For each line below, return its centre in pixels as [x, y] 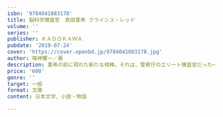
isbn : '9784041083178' [40, 13]
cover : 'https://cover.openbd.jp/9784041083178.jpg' [85, 52]
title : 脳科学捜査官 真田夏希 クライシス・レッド [71, 20]
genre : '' [21, 77]
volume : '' [23, 26]
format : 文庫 [25, 90]
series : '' [23, 33]
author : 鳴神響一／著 [35, 58]
